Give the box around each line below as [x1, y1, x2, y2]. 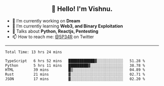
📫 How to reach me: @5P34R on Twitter [12, 34, 94, 40]
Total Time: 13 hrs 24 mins [5, 49, 62, 54]
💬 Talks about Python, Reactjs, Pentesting [12, 28, 99, 34]
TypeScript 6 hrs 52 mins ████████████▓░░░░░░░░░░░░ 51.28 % [5, 58, 145, 64]
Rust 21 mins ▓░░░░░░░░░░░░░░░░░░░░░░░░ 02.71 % [5, 72, 145, 77]
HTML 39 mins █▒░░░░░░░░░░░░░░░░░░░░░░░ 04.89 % [5, 67, 145, 72]
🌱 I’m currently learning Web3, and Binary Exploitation [12, 23, 123, 29]
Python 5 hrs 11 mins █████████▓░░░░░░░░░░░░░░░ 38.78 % [5, 63, 145, 68]
